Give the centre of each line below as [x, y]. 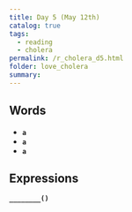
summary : [25, 75]
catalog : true [35, 26]
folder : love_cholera [49, 67]
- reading [35, 42]
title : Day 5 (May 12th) [55, 17]
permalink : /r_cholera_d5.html [66, 58]
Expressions [44, 178]
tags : [19, 34]
